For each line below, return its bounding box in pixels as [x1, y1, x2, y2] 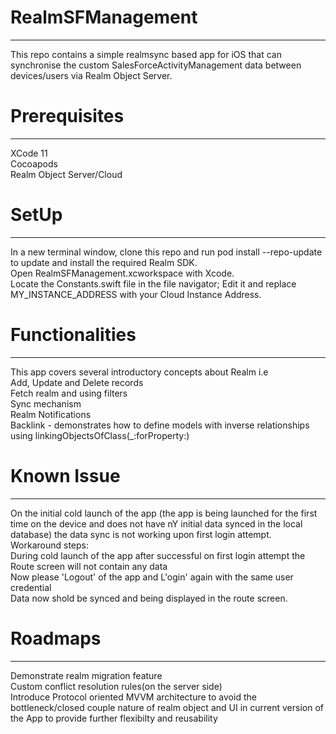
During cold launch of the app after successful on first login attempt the [10, 549, 306, 561]
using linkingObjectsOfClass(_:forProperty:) [10, 429, 190, 441]
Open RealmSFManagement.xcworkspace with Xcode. [10, 267, 235, 279]
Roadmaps [10, 627, 102, 650]
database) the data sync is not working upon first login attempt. [10, 528, 272, 540]
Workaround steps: [10, 539, 89, 551]
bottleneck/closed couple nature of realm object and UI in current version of [10, 701, 324, 713]
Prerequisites [10, 105, 125, 128]
